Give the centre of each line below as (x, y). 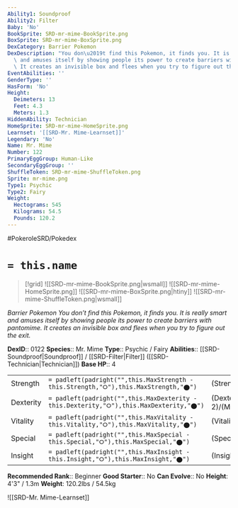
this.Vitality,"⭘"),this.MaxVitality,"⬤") (123, 424)
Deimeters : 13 (34, 100)
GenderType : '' (30, 80)
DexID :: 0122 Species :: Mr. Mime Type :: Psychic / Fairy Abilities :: (103, 349)
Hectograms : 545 (38, 205)
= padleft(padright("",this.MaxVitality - (121, 417)
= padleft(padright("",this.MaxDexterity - (123, 399)
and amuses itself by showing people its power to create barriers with (109, 320)
